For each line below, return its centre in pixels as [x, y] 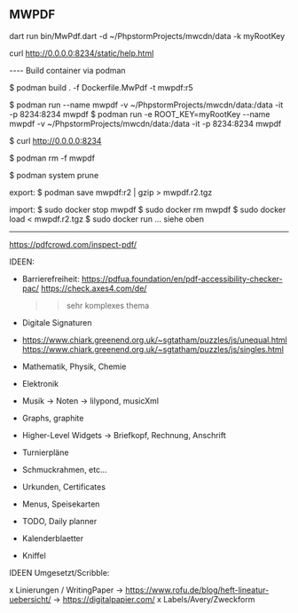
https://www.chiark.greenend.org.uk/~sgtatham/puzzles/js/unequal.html [155, 340]
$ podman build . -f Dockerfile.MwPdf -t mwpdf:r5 [101, 87]
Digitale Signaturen [57, 322]
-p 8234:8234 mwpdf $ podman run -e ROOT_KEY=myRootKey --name [140, 114]
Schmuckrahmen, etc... [65, 469]
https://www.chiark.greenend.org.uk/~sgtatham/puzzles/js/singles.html [153, 349]
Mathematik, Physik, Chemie [74, 366]
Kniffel [34, 555]
